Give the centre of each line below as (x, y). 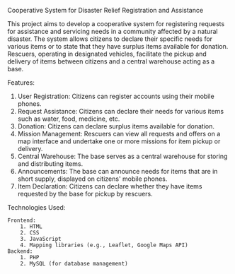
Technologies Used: (36, 207)
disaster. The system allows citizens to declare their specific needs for (110, 39)
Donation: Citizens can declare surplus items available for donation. (116, 126)
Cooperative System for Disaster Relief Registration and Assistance (105, 10)
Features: (21, 83)
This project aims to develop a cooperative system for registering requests (116, 24)
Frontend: (22, 220)
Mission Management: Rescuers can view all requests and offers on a (119, 134)
